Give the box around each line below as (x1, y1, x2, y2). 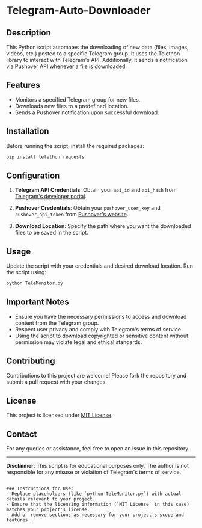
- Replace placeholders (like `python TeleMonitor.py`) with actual (6, 491, 182, 497)
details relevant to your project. (6, 496, 96, 502)
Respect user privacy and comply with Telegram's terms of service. (14, 325, 183, 333)
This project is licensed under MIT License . (6, 411, 113, 419)
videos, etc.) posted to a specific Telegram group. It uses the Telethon (6, 50, 180, 57)
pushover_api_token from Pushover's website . (14, 211, 129, 218)
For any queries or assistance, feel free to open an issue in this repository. (6, 445, 190, 452)
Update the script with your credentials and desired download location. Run (6, 262, 194, 269)
